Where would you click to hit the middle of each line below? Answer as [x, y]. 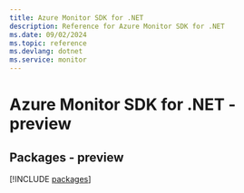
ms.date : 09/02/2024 [49, 34]
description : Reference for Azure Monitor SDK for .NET [117, 26]
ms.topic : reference [49, 43]
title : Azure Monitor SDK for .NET [77, 18]
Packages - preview [67, 157]
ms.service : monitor [49, 60]
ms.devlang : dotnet [46, 52]
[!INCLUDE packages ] [50, 179]
